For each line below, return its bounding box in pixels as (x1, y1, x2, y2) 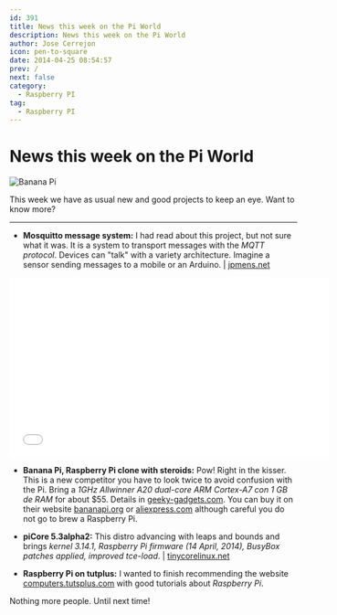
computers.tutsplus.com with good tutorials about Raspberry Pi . (22, 578, 264, 589)
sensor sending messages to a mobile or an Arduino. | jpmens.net (22, 260, 270, 270)
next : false (9, 73, 55, 82)
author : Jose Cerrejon (9, 38, 96, 48)
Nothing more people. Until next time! (9, 596, 151, 607)
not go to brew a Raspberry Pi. (22, 514, 139, 525)
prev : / (9, 65, 39, 74)
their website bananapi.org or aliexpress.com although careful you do (22, 504, 285, 514)
